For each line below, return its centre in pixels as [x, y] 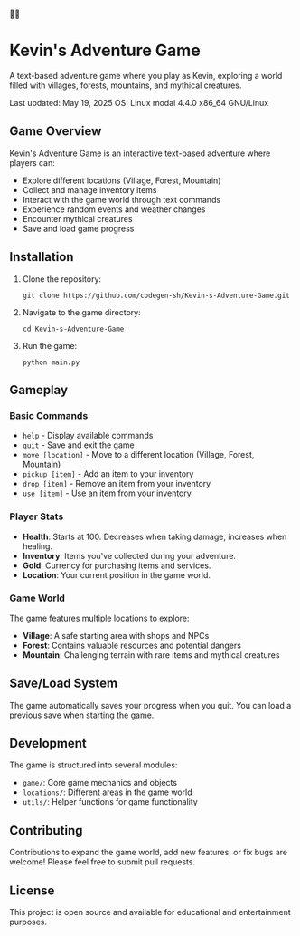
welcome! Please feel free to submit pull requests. [103, 862]
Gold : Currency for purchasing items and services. [117, 565]
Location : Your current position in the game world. [116, 574]
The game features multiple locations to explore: [99, 618]
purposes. [28, 922]
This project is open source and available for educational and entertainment [150, 912]
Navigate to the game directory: [82, 312]
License [32, 890]
